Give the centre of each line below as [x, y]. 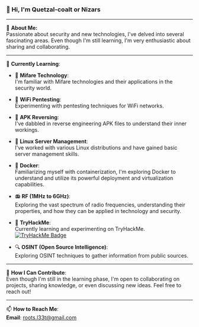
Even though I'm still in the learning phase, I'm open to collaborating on [93, 279]
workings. [27, 130]
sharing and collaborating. [38, 47]
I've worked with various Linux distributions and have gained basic [96, 148]
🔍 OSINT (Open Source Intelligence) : [61, 247]
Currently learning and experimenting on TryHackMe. [80, 229]
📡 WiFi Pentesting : [38, 100]
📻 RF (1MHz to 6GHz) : [43, 196]
